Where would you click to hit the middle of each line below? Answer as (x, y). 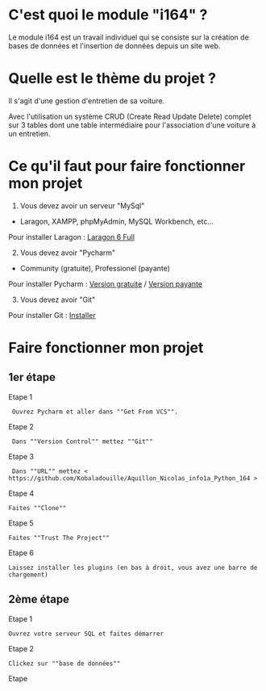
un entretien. (29, 133)
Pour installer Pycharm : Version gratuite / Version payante (106, 283)
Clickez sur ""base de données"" (64, 664)
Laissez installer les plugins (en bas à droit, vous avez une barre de (133, 567)
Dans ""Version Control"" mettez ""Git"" (82, 442)
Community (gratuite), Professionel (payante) (95, 268)
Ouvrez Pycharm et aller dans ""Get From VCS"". (95, 412)
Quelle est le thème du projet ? (112, 79)
